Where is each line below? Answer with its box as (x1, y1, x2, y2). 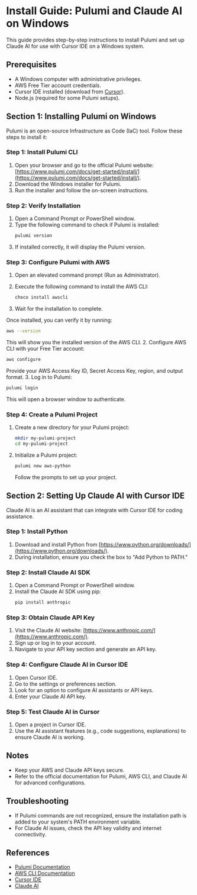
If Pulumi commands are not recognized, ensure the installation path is (14, 812, 187, 819)
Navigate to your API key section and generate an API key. (14, 646, 157, 653)
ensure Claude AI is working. (14, 734, 85, 741)
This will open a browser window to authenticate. (6, 395, 126, 403)
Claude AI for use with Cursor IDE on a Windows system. (6, 43, 145, 50)
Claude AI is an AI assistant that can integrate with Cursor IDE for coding (6, 506, 183, 513)
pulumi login (6, 385, 38, 391)
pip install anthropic (14, 599, 71, 606)
